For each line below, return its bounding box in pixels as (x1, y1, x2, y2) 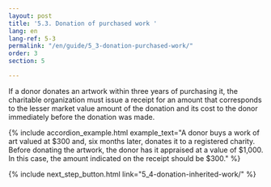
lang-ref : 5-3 (8, 34, 57, 43)
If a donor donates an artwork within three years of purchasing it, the (8, 86, 239, 96)
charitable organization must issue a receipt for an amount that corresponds (8, 95, 262, 104)
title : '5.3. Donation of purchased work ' (8, 19, 158, 28)
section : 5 (8, 57, 45, 66)
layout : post (8, 11, 53, 20)
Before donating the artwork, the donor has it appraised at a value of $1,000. (8, 145, 264, 155)
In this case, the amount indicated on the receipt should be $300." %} (8, 153, 241, 163)
